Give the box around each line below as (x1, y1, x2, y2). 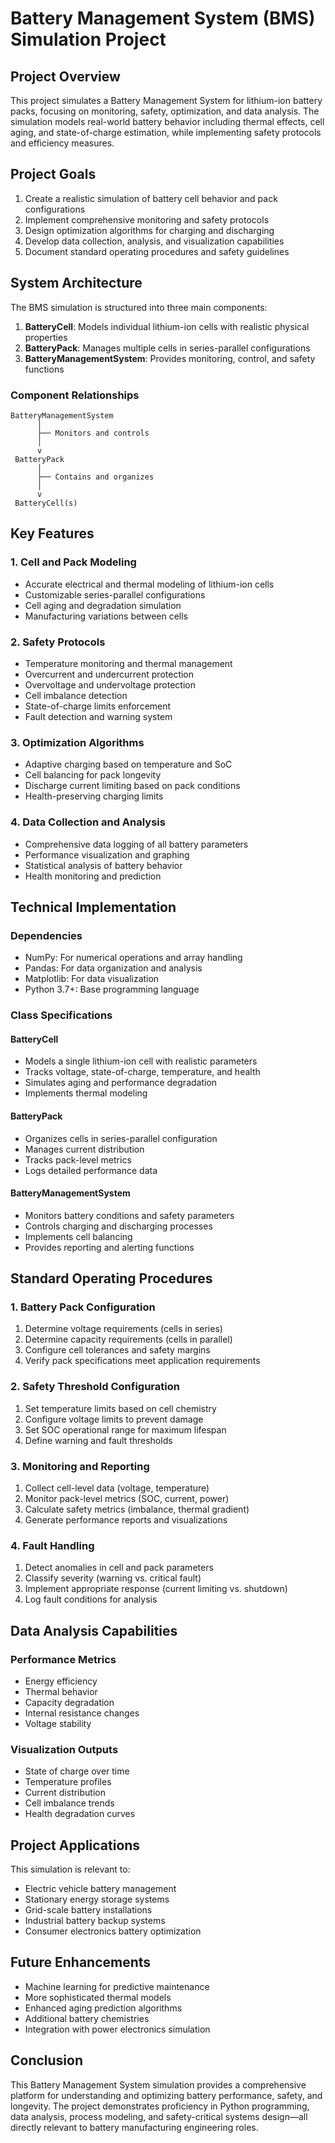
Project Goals (10, 166, 97, 183)
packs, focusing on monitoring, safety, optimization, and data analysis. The (10, 105, 320, 117)
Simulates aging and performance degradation (24, 1077, 218, 1089)
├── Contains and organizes (36, 472, 155, 482)
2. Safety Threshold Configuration (10, 1380, 180, 1394)
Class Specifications (10, 1008, 113, 1022)
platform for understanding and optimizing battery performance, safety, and (10, 2089, 323, 2101)
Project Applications (10, 1837, 141, 1854)
